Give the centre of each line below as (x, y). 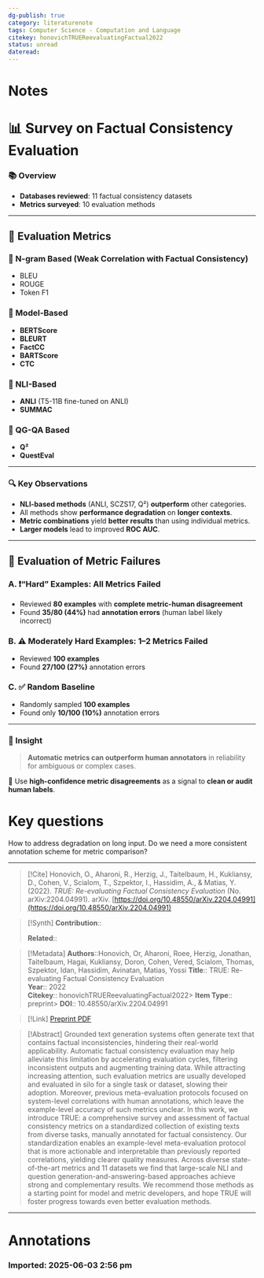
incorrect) (36, 621)
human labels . (32, 790)
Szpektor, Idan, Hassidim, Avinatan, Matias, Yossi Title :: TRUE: (128, 970)
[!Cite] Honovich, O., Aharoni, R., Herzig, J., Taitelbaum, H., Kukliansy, (140, 874)
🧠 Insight (26, 740)
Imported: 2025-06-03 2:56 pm (70, 1265)
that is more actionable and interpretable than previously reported (134, 1151)
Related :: (42, 939)
